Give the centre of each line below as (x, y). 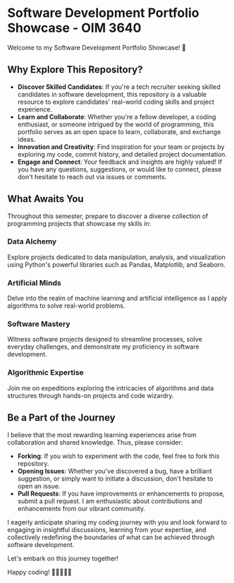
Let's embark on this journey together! (63, 558)
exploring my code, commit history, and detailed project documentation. (122, 154)
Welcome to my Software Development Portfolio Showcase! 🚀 (97, 47)
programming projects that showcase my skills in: (79, 223)
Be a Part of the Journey (61, 418)
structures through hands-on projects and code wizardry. (91, 395)
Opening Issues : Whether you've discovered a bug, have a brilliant (115, 471)
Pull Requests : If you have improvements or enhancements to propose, (121, 493)
